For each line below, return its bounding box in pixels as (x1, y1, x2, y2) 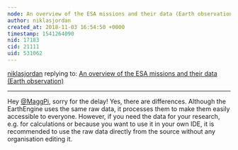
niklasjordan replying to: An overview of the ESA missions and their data (7, 69, 217, 78)
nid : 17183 (7, 37, 40, 44)
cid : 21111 (7, 43, 40, 50)
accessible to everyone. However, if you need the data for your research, (7, 112, 220, 120)
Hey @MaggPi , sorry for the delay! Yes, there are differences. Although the (7, 97, 227, 105)
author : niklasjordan (7, 17, 72, 24)
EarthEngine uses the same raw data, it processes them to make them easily (7, 104, 230, 113)
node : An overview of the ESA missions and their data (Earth (7, 10, 195, 18)
